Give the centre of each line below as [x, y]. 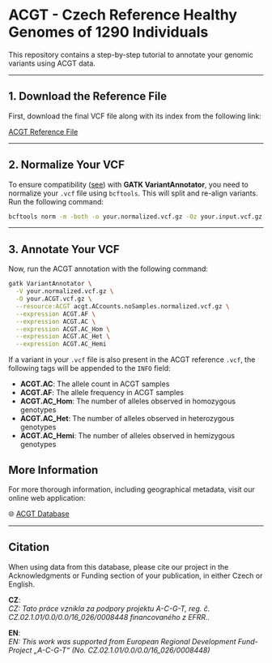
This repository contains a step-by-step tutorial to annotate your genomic [131, 54]
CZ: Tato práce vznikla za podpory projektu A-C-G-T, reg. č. [109, 608]
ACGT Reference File [43, 131]
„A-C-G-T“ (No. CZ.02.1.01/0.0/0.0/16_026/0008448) [122, 650]
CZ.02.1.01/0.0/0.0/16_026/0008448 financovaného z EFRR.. [109, 617]
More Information [53, 469]
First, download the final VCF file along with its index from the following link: [135, 116]
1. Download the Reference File [88, 96]
